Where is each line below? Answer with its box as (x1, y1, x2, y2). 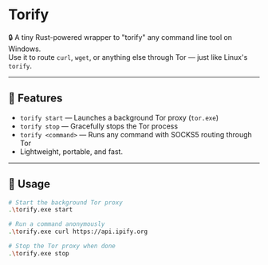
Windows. (8, 44, 41, 53)
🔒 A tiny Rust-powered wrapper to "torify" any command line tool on (8, 32, 233, 42)
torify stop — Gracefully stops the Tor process (19, 121, 178, 131)
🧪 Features (8, 92, 63, 105)
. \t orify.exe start (8, 206, 73, 214)
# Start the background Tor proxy (8, 198, 124, 207)
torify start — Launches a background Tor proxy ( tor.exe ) (19, 113, 219, 122)
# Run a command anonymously (8, 220, 105, 228)
